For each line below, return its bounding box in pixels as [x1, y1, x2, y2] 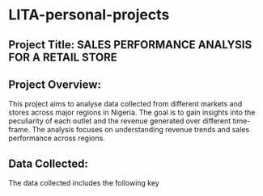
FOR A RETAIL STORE [8, 50, 117, 64]
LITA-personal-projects [8, 6, 170, 24]
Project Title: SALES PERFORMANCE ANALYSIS [8, 38, 252, 52]
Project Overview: [8, 77, 101, 91]
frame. [8, 125, 31, 135]
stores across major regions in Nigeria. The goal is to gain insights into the [8, 107, 256, 118]
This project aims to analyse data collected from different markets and [8, 99, 243, 109]
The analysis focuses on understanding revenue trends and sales [32, 125, 250, 135]
